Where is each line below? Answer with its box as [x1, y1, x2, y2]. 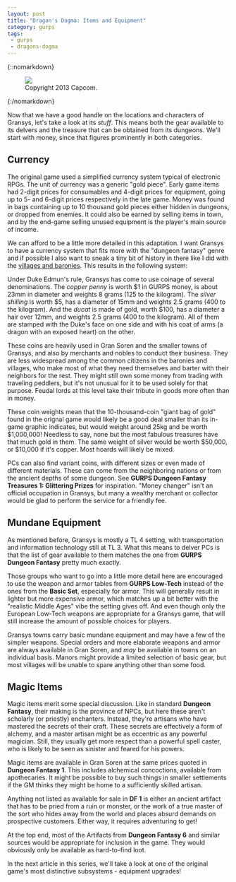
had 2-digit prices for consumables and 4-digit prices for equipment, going [7, 187, 225, 196]
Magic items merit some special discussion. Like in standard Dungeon [7, 700, 211, 708]
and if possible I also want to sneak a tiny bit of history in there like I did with [7, 254, 229, 262]
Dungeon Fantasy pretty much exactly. [7, 558, 122, 566]
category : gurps [7, 23, 55, 30]
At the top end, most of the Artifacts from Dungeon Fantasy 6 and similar [7, 831, 221, 840]
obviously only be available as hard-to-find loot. [7, 846, 147, 854]
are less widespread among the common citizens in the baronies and [7, 356, 208, 365]
